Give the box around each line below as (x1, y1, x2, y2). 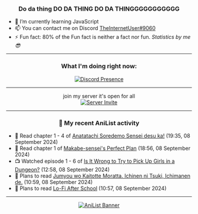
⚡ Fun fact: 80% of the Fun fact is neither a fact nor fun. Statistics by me (14, 34, 191, 41)
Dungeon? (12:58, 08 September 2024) (14, 166, 110, 173)
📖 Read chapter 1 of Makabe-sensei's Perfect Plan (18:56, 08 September (14, 145, 190, 152)
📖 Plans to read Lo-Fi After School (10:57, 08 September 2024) (14, 185, 167, 192)
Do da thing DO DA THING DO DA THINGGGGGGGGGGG (18, 5, 180, 13)
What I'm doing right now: (61, 62, 137, 71)
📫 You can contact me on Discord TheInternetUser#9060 (14, 25, 156, 32)
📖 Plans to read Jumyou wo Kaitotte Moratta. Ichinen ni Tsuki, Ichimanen (14, 172, 190, 179)
